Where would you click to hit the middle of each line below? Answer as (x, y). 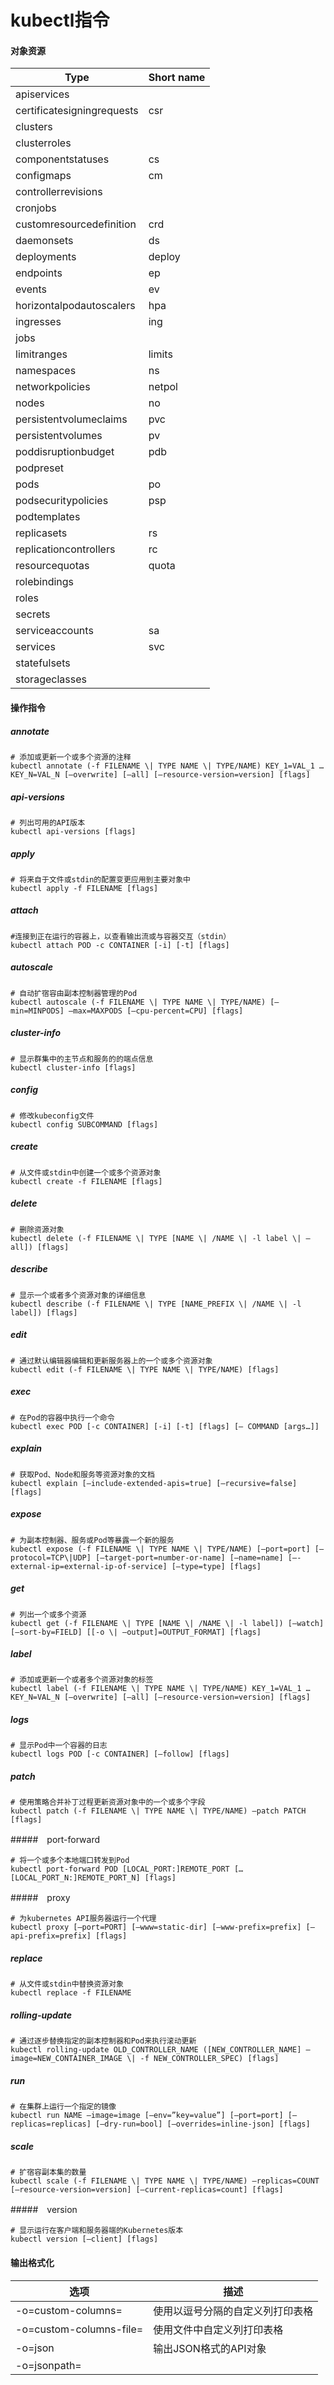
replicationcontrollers (65, 549)
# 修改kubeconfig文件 (52, 1116)
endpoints (39, 273)
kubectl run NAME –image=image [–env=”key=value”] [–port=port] (147, 2116)
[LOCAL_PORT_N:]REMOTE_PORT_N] (75, 1878)
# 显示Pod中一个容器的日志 (59, 1746)
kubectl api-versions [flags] (73, 831)
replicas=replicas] (51, 2124)
